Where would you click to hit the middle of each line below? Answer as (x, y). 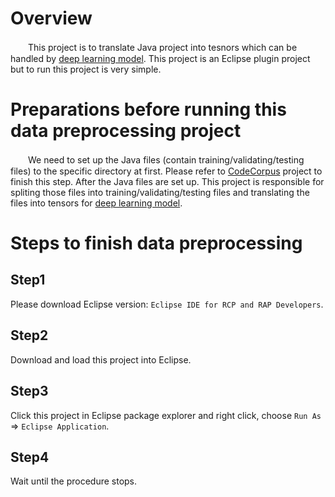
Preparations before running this (148, 109)
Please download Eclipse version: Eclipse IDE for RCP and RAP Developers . (167, 304)
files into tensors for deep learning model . (96, 203)
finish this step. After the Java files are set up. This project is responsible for (167, 181)
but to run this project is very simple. (86, 69)
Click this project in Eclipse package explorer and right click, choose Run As (166, 415)
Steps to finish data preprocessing (156, 243)
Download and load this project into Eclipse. (101, 359)
